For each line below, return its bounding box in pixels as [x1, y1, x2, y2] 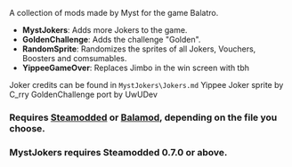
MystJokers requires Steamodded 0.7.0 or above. [9, 146, 228, 158]
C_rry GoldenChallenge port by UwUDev [9, 89, 158, 99]
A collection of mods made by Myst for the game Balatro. [9, 8, 219, 18]
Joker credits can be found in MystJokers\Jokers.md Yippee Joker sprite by [9, 80, 284, 90]
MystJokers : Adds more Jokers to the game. [21, 25, 188, 35]
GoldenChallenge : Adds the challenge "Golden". [21, 35, 201, 44]
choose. [9, 122, 46, 134]
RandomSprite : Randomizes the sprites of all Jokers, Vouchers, [21, 44, 256, 54]
